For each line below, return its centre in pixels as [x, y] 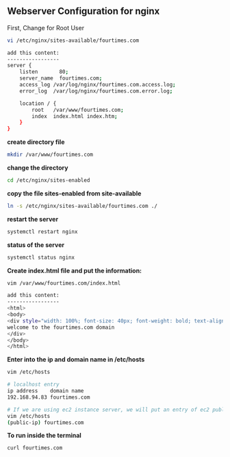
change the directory [38, 168]
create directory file [36, 142]
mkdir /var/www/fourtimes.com [50, 155]
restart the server [33, 219]
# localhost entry [33, 385]
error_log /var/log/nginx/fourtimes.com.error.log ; [96, 91]
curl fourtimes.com [35, 448]
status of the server [36, 245]
